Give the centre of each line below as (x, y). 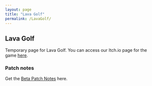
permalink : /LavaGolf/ (28, 19)
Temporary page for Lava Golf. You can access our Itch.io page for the (76, 50)
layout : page (18, 10)
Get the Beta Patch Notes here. (36, 79)
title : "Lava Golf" (25, 14)
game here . (17, 55)
